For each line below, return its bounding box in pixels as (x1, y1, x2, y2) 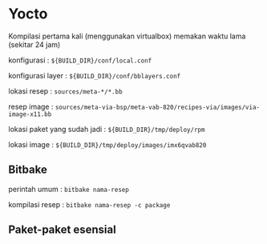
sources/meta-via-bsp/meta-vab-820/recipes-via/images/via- (55, 103, 261, 111)
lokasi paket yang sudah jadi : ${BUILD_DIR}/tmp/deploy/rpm (8, 124, 205, 134)
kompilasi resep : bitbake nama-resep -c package (8, 199, 171, 209)
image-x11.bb (8, 110, 52, 118)
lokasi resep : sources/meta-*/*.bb (8, 86, 123, 96)
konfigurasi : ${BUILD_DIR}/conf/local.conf (8, 55, 152, 65)
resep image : (8, 102, 54, 111)
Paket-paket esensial (8, 223, 116, 237)
